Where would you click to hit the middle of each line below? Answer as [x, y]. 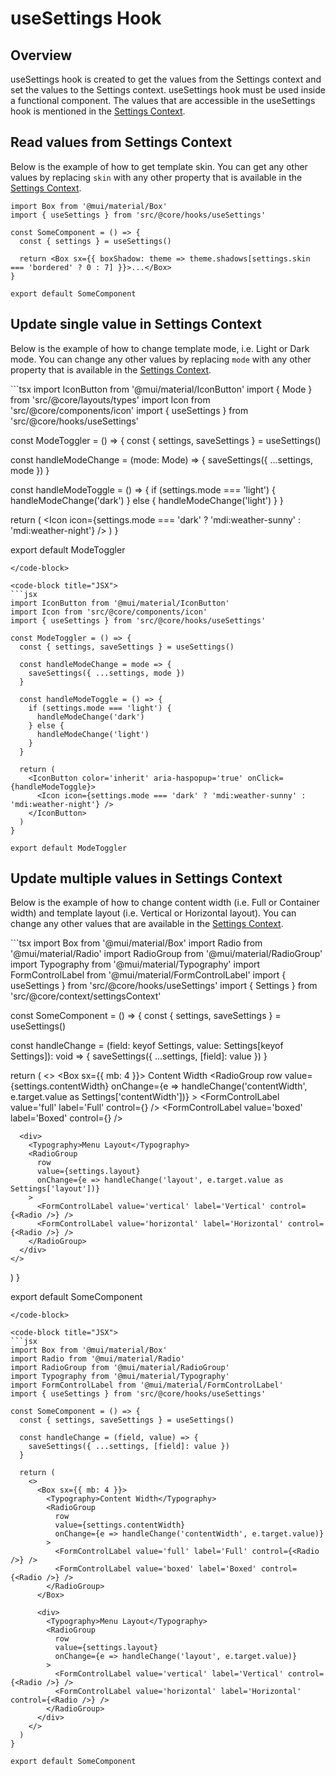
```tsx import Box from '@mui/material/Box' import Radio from [136, 943]
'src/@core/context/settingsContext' [86, 996]
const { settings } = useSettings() [95, 241]
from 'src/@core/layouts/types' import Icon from [110, 399]
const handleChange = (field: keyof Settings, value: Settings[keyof [147, 1046]
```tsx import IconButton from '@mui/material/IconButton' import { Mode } [161, 389]
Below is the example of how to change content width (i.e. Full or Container [165, 903]
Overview [41, 55]
